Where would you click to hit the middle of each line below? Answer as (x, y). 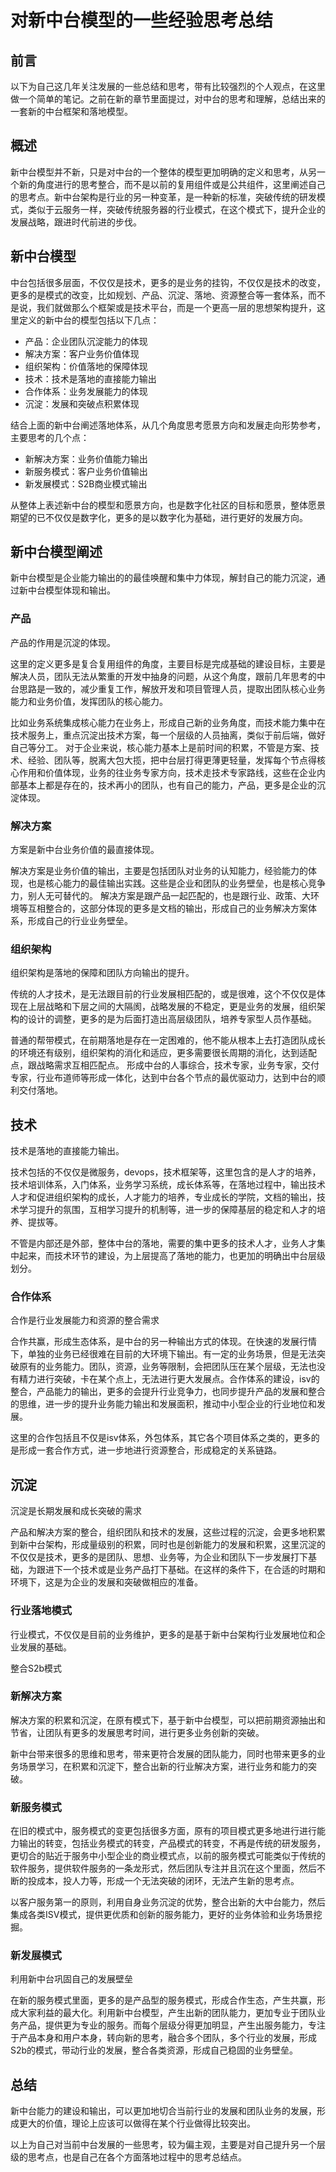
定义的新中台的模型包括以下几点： (89, 320)
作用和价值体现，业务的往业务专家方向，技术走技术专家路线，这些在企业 (167, 772)
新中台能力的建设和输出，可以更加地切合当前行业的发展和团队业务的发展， (163, 2111)
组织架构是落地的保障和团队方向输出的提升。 (102, 973)
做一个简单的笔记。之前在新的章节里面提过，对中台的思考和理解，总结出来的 (168, 99)
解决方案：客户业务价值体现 (82, 353)
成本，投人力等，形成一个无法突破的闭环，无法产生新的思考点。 (168, 1881)
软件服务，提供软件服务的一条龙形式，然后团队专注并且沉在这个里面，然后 (163, 1868)
